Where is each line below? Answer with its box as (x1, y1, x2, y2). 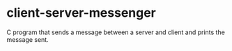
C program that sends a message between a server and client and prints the (6, 28, 226, 36)
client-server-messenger (6, 5, 156, 21)
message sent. (6, 35, 49, 43)
